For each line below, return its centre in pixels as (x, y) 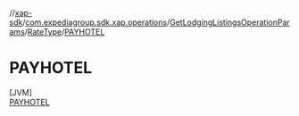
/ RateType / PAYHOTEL (65, 32)
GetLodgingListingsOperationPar (229, 22)
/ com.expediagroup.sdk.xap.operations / (96, 22)
